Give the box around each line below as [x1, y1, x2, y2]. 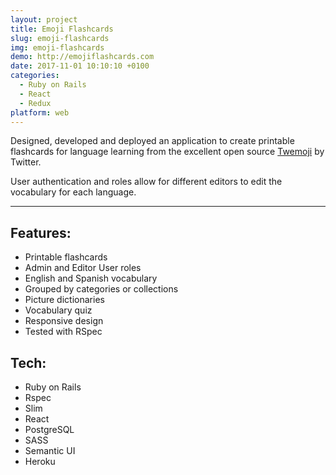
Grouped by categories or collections [24, 283, 179, 295]
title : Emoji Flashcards [10, 24, 114, 34]
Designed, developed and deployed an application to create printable [10, 135, 295, 147]
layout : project [10, 14, 78, 25]
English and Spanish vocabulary [24, 272, 158, 285]
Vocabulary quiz [24, 304, 93, 316]
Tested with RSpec [24, 326, 103, 338]
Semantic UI [24, 445, 76, 456]
